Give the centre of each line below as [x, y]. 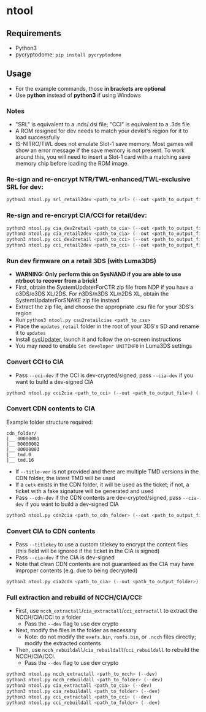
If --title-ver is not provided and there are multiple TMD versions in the [107, 471]
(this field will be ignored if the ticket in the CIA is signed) [87, 551]
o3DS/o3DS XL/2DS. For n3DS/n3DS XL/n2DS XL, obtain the [92, 294]
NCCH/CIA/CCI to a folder [48, 618]
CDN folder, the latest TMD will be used [65, 478]
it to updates [30, 333]
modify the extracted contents [63, 643]
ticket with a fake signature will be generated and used [84, 491]
